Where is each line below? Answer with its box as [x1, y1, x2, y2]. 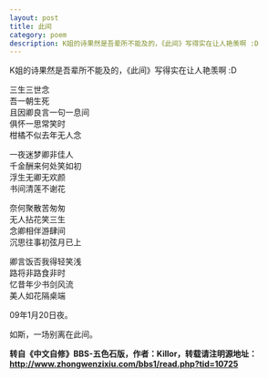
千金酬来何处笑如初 [9, 160, 82, 171]
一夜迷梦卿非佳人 [9, 149, 74, 160]
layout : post [9, 13, 59, 23]
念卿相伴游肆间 [9, 225, 66, 237]
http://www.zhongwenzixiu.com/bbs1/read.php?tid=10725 [9, 359, 239, 370]
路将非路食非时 [9, 268, 66, 279]
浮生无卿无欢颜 [9, 172, 66, 183]
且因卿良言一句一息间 [9, 107, 89, 118]
